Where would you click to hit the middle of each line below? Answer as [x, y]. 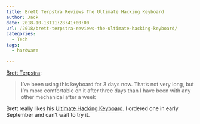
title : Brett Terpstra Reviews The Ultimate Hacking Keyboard [85, 12]
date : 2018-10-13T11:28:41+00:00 [48, 23]
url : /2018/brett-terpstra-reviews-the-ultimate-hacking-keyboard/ [92, 28]
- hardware [25, 51]
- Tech [20, 39]
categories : [21, 34]
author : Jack [22, 17]
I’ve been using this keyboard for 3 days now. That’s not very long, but [107, 84]
